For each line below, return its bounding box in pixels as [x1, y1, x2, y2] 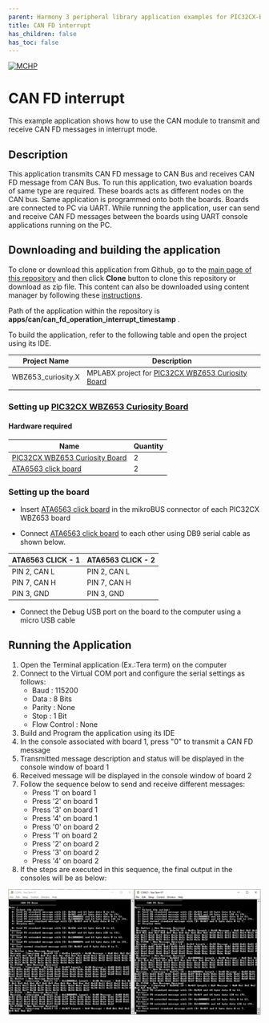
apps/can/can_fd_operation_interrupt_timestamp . [8, 314, 180, 324]
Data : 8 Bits [31, 694, 72, 704]
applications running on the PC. [8, 221, 112, 229]
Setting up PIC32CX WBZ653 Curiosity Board [8, 401, 189, 412]
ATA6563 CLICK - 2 [86, 554, 155, 565]
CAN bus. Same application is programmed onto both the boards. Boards [8, 195, 250, 204]
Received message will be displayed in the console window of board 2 [19, 770, 252, 780]
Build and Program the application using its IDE [19, 728, 175, 737]
